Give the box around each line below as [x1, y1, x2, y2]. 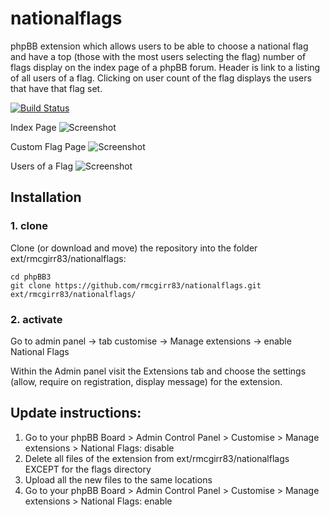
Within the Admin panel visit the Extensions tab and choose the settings [10, 365, 307, 377]
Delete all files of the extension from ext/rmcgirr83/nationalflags [24, 452, 290, 464]
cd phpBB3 [10, 272, 52, 282]
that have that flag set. [10, 82, 103, 94]
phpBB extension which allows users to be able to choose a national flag [10, 40, 309, 52]
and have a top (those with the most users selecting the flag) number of [10, 50, 307, 62]
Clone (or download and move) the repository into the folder [10, 242, 258, 254]
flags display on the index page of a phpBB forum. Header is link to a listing [10, 61, 321, 73]
